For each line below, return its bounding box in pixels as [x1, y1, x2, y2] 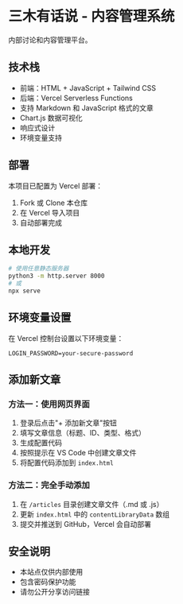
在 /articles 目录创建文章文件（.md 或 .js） [19, 499, 164, 509]
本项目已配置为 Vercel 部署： [8, 180, 103, 191]
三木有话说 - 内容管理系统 [8, 7, 175, 25]
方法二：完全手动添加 [8, 480, 90, 491]
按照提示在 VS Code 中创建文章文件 [19, 448, 137, 458]
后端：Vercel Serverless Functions [19, 93, 133, 103]
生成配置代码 [19, 438, 62, 447]
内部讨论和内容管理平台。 [8, 35, 92, 45]
